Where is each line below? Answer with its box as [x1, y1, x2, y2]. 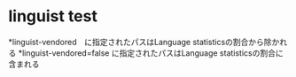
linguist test [8, 6, 98, 27]
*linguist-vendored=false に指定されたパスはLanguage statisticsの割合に [18, 47, 284, 58]
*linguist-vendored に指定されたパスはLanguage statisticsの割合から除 [8, 36, 272, 47]
